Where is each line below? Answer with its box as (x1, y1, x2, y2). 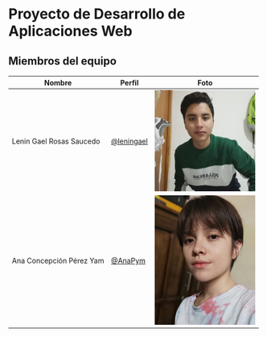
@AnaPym (111, 256, 146, 266)
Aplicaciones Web (8, 22, 133, 40)
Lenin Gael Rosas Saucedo (11, 136, 101, 146)
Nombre (43, 77, 72, 87)
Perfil (120, 77, 139, 87)
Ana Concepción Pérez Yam (11, 256, 105, 266)
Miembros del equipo (8, 54, 117, 68)
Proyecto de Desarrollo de (8, 5, 186, 23)
